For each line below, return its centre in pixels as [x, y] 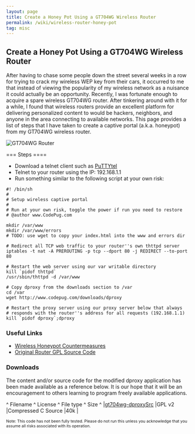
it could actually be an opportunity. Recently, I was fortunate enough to [92, 94]
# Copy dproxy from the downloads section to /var [69, 287]
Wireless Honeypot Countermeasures [60, 346]
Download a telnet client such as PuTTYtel [66, 166]
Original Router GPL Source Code [55, 352]
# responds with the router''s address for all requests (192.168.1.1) [95, 313]
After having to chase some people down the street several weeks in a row [96, 75]
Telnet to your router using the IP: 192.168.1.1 [68, 172]
